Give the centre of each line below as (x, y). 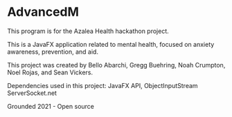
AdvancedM (43, 12)
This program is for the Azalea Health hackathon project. (88, 31)
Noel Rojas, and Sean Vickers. (50, 72)
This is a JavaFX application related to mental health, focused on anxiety (111, 44)
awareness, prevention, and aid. (53, 52)
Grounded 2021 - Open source (51, 106)
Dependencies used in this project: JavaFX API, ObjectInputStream (103, 85)
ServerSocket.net (32, 93)
